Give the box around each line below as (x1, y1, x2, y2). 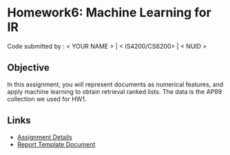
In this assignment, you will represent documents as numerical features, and (7, 80, 224, 88)
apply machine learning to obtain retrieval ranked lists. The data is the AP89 (7, 87, 222, 95)
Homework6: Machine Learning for (7, 5, 211, 21)
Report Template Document (17, 140, 96, 148)
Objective (7, 62, 50, 73)
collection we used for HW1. (7, 95, 87, 103)
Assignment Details (17, 132, 72, 141)
